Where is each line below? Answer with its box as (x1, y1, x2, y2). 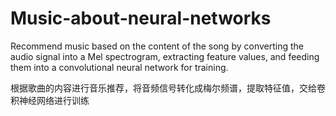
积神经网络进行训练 (10, 94, 90, 106)
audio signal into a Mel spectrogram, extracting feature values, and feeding (10, 50, 320, 62)
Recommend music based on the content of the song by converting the (10, 40, 304, 52)
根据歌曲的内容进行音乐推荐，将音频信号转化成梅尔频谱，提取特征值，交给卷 (10, 82, 326, 94)
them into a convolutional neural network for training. (10, 61, 229, 73)
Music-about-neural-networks (10, 7, 272, 30)
